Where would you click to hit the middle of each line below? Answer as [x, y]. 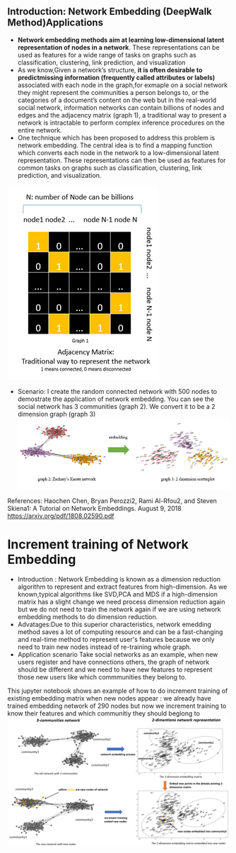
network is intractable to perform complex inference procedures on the [121, 123]
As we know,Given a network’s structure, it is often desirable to [110, 69]
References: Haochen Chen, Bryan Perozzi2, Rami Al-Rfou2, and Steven [112, 501]
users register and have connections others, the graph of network [113, 662]
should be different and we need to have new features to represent [115, 670]
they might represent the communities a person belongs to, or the [113, 92]
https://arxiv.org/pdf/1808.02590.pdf [61, 516]
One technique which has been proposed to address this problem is [116, 137]
